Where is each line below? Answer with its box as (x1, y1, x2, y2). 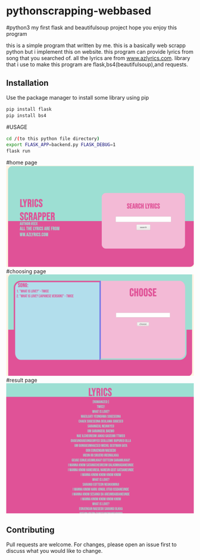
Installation (6, 78, 49, 88)
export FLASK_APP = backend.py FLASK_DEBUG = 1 (6, 142, 116, 148)
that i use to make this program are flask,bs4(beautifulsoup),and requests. (6, 61, 189, 68)
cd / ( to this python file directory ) (6, 135, 100, 141)
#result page (6, 376, 37, 383)
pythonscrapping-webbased (6, 4, 152, 18)
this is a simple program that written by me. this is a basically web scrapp (6, 42, 186, 49)
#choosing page (6, 267, 46, 275)
